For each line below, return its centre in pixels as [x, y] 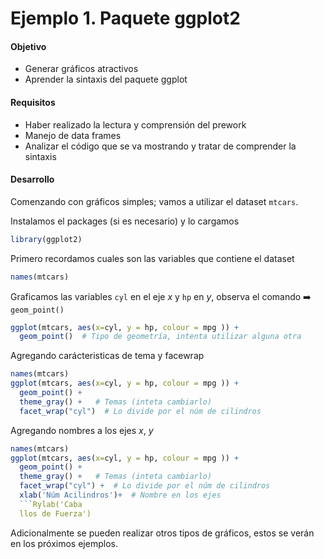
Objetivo [28, 46]
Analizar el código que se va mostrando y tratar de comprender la [160, 146]
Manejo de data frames [73, 135]
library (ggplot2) [46, 239]
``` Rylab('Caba [51, 504]
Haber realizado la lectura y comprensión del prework [135, 124]
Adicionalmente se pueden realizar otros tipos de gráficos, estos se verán [162, 533]
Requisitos [33, 102]
